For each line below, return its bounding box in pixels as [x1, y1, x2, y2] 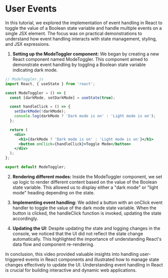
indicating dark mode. [12, 66, 58, 73]
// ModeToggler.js [5, 77, 44, 82]
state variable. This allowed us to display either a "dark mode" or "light [12, 184, 158, 190]
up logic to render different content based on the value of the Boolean [12, 179, 157, 185]
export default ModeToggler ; [5, 165, 66, 170]
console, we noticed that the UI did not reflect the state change [12, 230, 143, 237]
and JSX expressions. [5, 41, 50, 47]
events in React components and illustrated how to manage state [25, 256, 159, 262]
